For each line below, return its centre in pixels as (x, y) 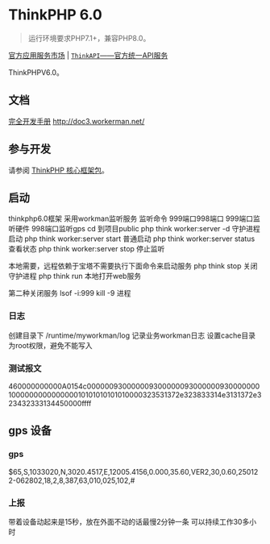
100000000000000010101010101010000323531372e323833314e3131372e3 (135, 395)
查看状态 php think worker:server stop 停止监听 (87, 249)
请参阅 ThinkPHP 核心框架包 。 (58, 170)
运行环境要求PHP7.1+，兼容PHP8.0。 (89, 38)
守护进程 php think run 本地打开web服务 (75, 276)
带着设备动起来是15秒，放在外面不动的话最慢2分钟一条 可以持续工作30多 (129, 521)
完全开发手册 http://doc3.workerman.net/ (77, 121)
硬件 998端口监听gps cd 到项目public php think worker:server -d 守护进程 (137, 229)
